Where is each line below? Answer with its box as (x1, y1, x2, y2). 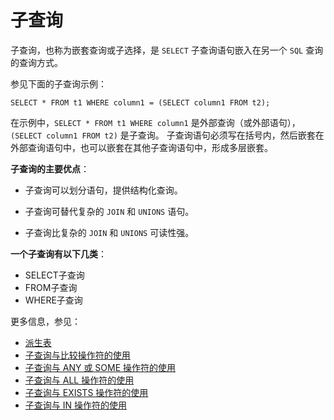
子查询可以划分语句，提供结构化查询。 (24, 184, 183, 196)
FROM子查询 (24, 281, 78, 293)
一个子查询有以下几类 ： (10, 247, 107, 260)
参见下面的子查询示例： (10, 77, 107, 90)
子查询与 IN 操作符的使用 (24, 399, 127, 411)
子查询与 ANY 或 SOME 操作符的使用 (24, 361, 177, 373)
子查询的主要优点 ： (10, 162, 90, 175)
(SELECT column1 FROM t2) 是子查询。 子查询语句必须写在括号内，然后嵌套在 (10, 129, 325, 141)
